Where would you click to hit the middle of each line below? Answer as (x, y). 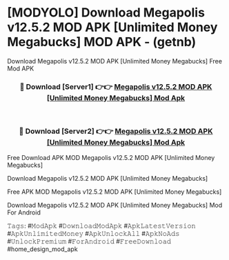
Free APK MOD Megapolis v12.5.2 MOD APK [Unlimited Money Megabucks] (114, 192)
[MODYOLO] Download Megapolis (106, 13)
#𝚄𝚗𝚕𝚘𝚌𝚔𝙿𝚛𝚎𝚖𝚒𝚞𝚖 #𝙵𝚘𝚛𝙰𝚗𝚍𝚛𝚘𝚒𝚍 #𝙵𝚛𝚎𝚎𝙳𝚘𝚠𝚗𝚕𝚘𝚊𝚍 (89, 241)
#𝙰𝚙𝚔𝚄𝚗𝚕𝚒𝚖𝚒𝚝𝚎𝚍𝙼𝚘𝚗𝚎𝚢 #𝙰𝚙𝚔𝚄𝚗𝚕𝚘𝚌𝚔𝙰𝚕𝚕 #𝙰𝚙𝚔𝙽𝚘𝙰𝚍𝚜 (93, 233)
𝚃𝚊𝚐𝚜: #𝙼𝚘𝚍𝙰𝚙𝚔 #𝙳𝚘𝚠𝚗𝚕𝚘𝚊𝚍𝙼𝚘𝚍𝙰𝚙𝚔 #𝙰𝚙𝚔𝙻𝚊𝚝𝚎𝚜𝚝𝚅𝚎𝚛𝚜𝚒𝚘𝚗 (102, 226)
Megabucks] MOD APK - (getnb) (102, 42)
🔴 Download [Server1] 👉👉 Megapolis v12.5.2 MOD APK (116, 86)
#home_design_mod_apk (42, 249)
